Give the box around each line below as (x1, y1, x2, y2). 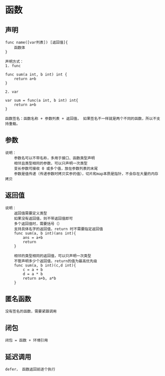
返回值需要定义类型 (14, 211, 47, 216)
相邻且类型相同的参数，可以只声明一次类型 (14, 161, 88, 166)
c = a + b (23, 267, 43, 272)
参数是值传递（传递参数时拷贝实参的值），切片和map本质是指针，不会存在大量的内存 (14, 171, 159, 176)
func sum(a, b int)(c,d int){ (14, 263, 77, 268)
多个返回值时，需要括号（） (14, 221, 62, 226)
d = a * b (23, 271, 43, 276)
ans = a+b (23, 235, 43, 240)
